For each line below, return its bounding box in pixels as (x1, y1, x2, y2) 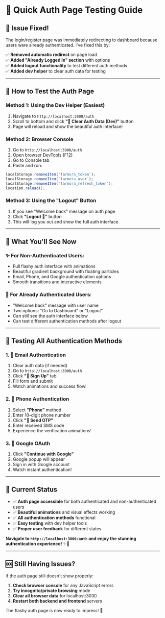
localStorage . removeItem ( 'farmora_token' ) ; (5, 172, 96, 177)
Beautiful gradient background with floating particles (12, 269, 119, 274)
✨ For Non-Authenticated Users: (5, 252, 85, 259)
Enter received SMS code (12, 422, 64, 428)
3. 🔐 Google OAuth (5, 440, 50, 446)
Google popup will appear (12, 456, 65, 462)
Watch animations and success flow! (12, 383, 87, 389)
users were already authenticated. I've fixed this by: (5, 42, 110, 48)
